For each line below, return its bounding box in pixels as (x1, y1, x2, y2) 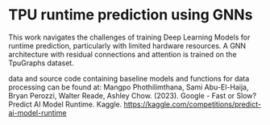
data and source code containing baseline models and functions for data (8, 73, 250, 83)
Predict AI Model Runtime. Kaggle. (8, 99, 123, 109)
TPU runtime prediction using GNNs (8, 6, 253, 24)
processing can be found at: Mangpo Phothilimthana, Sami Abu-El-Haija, (8, 82, 249, 92)
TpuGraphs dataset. (8, 58, 74, 68)
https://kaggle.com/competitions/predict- (123, 99, 262, 109)
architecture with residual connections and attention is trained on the (8, 49, 237, 59)
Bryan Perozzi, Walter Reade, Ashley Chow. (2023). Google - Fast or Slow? (8, 90, 256, 100)
